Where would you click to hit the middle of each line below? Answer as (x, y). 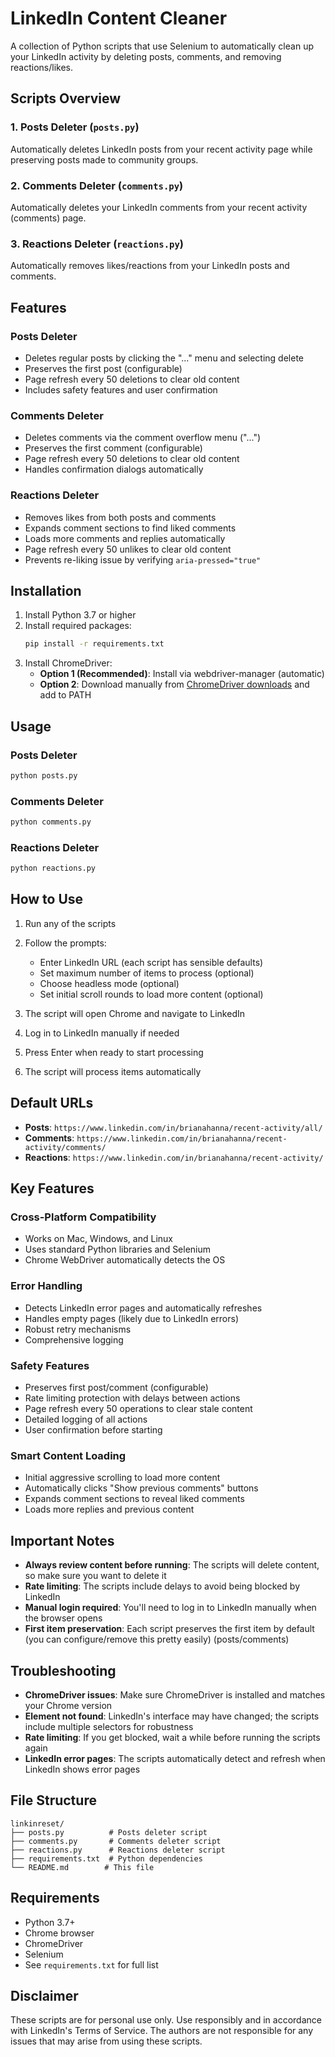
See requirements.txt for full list (91, 1964)
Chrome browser (59, 1933)
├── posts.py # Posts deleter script (109, 1832)
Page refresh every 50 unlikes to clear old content (128, 549)
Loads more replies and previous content (109, 1509)
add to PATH (65, 695)
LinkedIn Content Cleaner (119, 18)
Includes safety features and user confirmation (121, 389)
